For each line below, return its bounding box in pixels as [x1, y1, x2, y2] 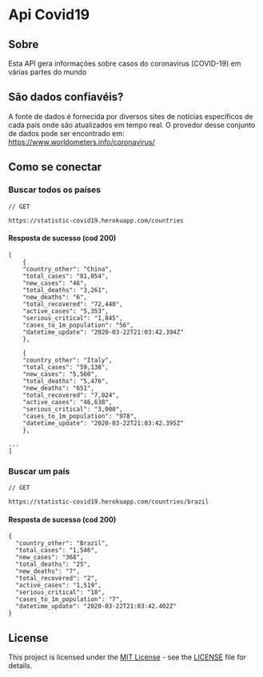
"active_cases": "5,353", [22, 306, 110, 315]
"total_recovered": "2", [15, 575, 98, 583]
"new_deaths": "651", [22, 384, 94, 392]
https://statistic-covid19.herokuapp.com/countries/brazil [8, 498, 209, 506]
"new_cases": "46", [22, 278, 88, 287]
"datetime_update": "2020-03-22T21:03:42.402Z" [15, 603, 177, 611]
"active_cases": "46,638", [22, 398, 113, 406]
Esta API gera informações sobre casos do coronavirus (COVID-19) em [8, 58, 241, 68]
